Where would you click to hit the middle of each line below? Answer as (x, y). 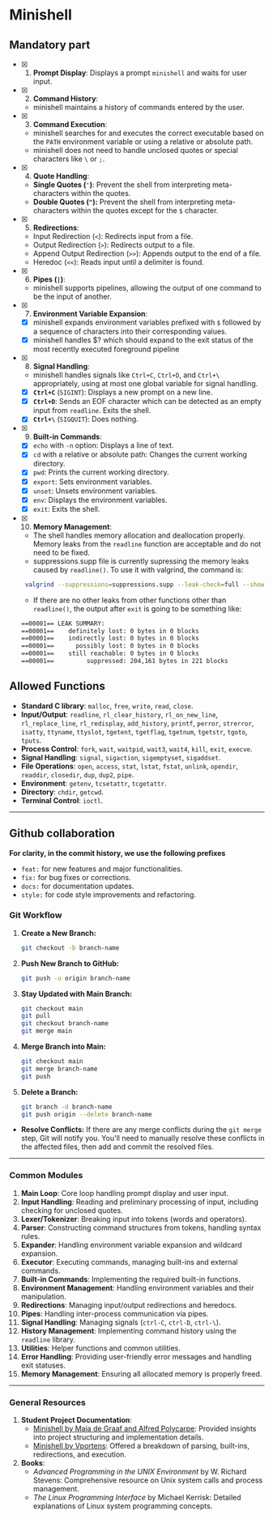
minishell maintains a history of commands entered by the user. (139, 107)
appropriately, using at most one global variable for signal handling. (145, 384)
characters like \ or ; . (69, 159)
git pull (36, 1016)
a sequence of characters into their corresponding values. (130, 332)
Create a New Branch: (58, 933)
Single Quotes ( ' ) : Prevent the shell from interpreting (122, 185)
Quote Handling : (61, 176)
